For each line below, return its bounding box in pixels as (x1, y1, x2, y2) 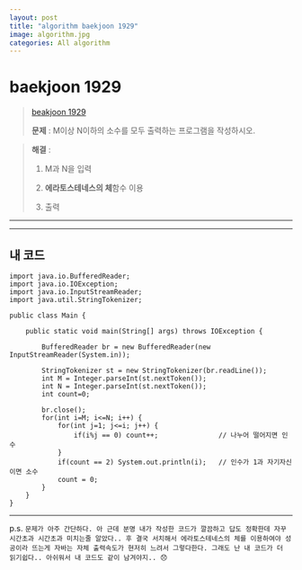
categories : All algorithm (9, 38, 111, 48)
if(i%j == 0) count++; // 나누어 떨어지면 (73, 431, 279, 440)
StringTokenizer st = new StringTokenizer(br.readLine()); (41, 366, 268, 375)
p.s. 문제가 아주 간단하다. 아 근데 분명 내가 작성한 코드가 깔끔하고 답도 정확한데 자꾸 (9, 523, 287, 533)
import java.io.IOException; (9, 280, 119, 289)
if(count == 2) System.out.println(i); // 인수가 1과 (57, 458, 263, 467)
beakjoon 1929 (31, 107, 87, 118)
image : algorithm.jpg (9, 30, 91, 39)
